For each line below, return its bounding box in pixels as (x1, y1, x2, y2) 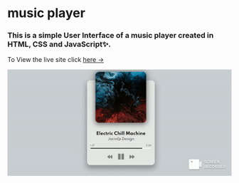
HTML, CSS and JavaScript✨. (7, 39, 112, 49)
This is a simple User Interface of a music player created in (7, 31, 214, 41)
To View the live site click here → (7, 56, 105, 64)
